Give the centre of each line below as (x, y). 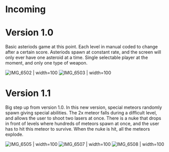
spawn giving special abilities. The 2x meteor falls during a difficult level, (81, 113)
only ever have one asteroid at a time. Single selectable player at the (77, 57)
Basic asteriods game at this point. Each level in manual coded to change (82, 47)
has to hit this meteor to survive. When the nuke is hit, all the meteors (78, 129)
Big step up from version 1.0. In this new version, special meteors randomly (84, 107)
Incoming (26, 9)
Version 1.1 (28, 93)
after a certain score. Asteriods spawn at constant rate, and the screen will (83, 52)
